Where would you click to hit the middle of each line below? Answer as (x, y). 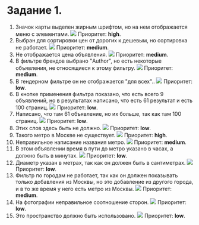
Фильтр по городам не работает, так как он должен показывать (97, 175)
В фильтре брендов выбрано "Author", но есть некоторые (89, 61)
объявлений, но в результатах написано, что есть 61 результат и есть (104, 100)
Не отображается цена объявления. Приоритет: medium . (92, 54)
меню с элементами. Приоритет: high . (68, 34)
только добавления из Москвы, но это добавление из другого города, (104, 181)
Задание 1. (34, 10)
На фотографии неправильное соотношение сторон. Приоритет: (101, 202)
